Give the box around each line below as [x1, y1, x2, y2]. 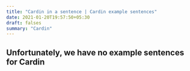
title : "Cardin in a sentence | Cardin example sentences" [6, 8, 158, 15]
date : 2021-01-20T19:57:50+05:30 [6, 14, 90, 20]
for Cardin [6, 57, 45, 67]
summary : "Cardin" [6, 25, 52, 32]
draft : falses [6, 20, 42, 26]
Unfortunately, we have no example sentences [6, 47, 185, 57]
